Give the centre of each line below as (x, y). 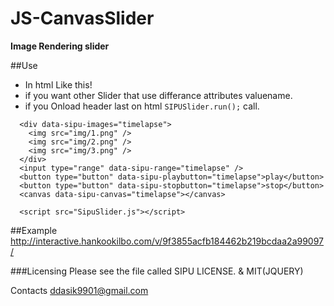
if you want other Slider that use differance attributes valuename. (158, 95)
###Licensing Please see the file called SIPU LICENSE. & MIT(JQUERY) (157, 271)
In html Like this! (58, 84)
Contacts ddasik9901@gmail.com (79, 290)
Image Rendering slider (60, 46)
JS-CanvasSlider (82, 18)
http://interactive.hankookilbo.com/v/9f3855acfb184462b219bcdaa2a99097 (167, 241)
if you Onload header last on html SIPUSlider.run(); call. (142, 106)
